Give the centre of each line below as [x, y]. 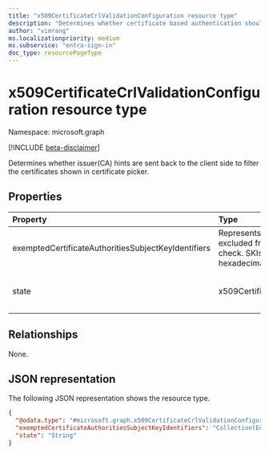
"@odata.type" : [41, 421]
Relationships [43, 335]
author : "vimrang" [39, 30]
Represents [240, 233]
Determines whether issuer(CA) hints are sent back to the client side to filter [134, 163]
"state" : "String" [46, 436]
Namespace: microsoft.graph [56, 132]
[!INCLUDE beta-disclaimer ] [54, 147]
